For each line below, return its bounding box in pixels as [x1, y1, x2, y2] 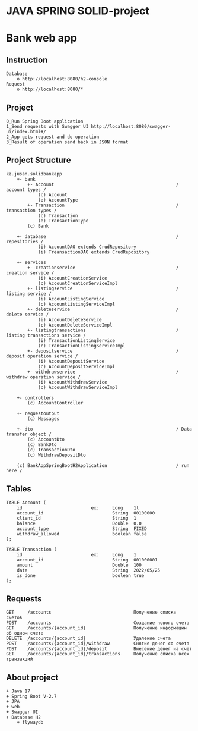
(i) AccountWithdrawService [37, 379, 108, 385]
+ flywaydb [17, 720, 44, 726]
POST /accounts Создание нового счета [6, 620, 190, 626]
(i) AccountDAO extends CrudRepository [37, 244, 136, 250]
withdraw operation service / [6, 374, 81, 380]
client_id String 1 [17, 515, 136, 521]
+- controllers [17, 394, 55, 401]
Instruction [6, 55, 48, 65]
